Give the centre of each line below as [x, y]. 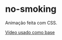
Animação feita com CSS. [31, 23]
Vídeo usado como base [30, 32]
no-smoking [31, 9]
